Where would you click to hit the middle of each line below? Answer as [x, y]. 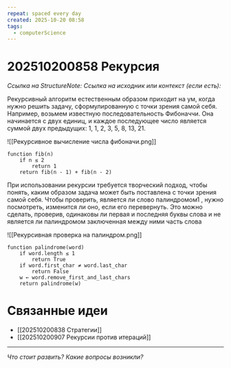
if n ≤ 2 [32, 160]
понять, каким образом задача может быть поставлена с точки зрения [112, 193]
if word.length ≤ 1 [47, 254]
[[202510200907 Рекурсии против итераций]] [84, 337]
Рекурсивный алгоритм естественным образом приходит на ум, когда [111, 99]
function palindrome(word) [46, 248]
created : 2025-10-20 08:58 [46, 20]
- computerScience [40, 33]
